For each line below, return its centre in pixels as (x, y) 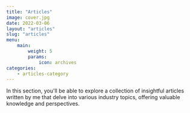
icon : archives (58, 62)
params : (37, 57)
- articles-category (43, 74)
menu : (13, 40)
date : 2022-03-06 (28, 23)
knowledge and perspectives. (43, 104)
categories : (21, 68)
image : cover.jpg (28, 18)
